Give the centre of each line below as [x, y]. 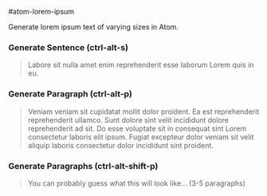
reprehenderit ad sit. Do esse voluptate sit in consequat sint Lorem [137, 128]
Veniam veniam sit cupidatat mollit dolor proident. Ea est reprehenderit [143, 112]
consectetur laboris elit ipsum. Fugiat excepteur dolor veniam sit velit [141, 137]
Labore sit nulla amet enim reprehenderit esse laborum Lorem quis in [141, 65]
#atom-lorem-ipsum [41, 12]
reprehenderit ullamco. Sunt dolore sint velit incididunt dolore [128, 120]
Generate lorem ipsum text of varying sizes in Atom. [94, 27]
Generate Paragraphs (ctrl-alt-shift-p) [83, 166]
